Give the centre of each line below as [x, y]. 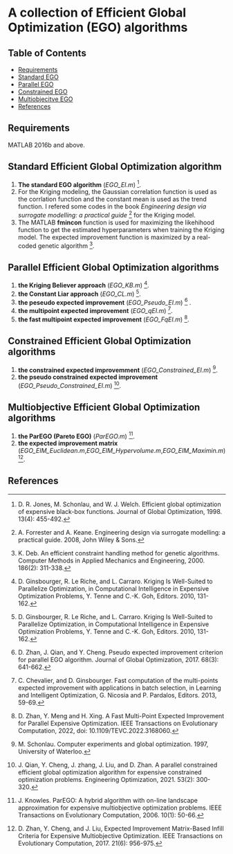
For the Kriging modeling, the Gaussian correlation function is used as [117, 192]
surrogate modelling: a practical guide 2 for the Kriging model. [107, 214]
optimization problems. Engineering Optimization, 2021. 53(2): [106, 779]
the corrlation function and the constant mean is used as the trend [112, 199]
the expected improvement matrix [68, 443]
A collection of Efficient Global [97, 13]
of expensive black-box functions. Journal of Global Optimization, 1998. [120, 511]
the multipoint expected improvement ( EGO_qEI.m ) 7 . [95, 310]
